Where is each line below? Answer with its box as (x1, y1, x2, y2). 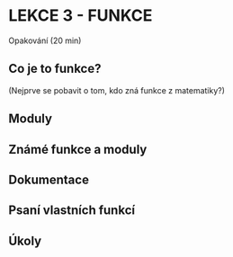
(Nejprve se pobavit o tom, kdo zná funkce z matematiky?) (8, 84, 226, 95)
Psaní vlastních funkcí (8, 203, 136, 218)
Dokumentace (8, 172, 89, 187)
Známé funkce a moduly (8, 141, 148, 157)
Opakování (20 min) (8, 35, 82, 46)
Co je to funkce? (8, 61, 102, 76)
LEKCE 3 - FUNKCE (8, 5, 153, 26)
